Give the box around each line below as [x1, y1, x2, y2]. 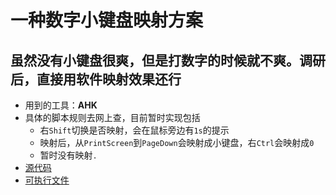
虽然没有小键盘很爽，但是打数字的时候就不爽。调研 [10, 52, 326, 69]
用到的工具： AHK [24, 99, 98, 111]
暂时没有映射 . [39, 149, 98, 161]
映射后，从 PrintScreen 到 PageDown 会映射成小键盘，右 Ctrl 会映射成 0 [39, 137, 315, 148]
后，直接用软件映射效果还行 [10, 71, 182, 88]
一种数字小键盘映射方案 [10, 9, 204, 32]
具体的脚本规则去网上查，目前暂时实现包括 [24, 112, 201, 123]
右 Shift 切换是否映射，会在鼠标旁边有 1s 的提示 [39, 124, 230, 136]
